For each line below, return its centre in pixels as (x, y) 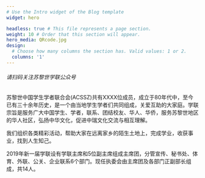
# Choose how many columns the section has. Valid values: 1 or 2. (99, 52)
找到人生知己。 (36, 140)
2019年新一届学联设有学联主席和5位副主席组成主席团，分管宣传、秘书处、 (100, 154)
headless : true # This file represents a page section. (79, 29)
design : (16, 46)
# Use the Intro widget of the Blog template (65, 12)
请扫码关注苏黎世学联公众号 (41, 77)
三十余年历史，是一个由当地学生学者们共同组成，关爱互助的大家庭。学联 (108, 105)
